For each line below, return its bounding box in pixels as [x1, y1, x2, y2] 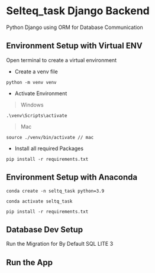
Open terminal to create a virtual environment [6, 56, 117, 63]
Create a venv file [14, 68, 58, 75]
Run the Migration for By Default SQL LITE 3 [6, 240, 114, 248]
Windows [20, 101, 44, 108]
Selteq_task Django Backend [6, 4, 150, 18]
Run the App [6, 257, 53, 267]
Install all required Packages [14, 145, 84, 152]
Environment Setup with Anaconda [6, 173, 138, 183]
